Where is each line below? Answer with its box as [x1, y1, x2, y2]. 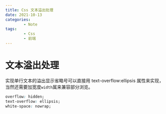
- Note [23, 21, 38, 27]
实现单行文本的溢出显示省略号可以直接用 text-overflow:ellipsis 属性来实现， [5, 77, 164, 83]
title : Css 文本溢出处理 [5, 7, 54, 13]
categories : [5, 17, 31, 22]
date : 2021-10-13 [5, 12, 42, 17]
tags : [5, 27, 17, 32]
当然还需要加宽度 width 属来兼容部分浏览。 [5, 84, 93, 90]
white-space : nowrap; [5, 103, 52, 109]
